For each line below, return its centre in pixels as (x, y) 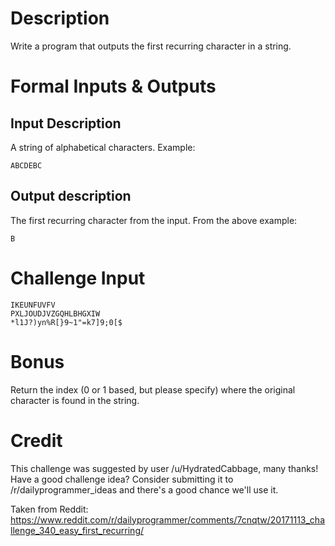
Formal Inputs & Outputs (113, 86)
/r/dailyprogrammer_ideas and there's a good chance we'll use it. (144, 489)
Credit (36, 440)
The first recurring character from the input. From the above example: (154, 220)
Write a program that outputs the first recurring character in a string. (151, 46)
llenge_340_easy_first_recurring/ (77, 530)
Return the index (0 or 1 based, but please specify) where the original (153, 389)
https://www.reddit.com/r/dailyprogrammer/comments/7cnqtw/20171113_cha (168, 519)
